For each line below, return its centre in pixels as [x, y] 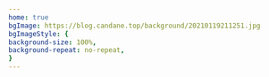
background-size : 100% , [53, 42]
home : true [29, 17]
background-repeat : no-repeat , [67, 50]
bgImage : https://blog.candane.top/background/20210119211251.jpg [134, 26]
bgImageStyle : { [38, 34]
